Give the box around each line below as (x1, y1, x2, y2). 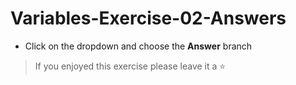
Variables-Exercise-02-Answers (10, 7, 287, 30)
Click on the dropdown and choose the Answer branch (24, 40, 253, 52)
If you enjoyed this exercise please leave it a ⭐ (34, 60, 227, 72)
